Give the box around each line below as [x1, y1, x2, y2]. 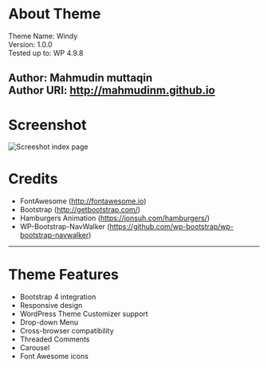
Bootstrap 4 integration [19, 292, 97, 302]
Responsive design [19, 301, 83, 310]
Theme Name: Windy [8, 31, 78, 41]
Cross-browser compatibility [19, 326, 114, 336]
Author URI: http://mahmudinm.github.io [8, 84, 215, 97]
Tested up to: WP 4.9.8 [8, 48, 84, 57]
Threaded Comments [19, 334, 90, 344]
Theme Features [8, 266, 120, 284]
